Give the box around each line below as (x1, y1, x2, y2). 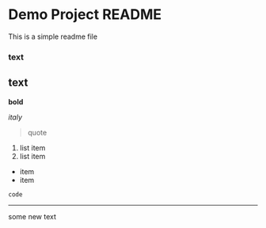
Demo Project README (8, 6, 162, 24)
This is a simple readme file (8, 32, 97, 41)
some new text (8, 211, 57, 221)
